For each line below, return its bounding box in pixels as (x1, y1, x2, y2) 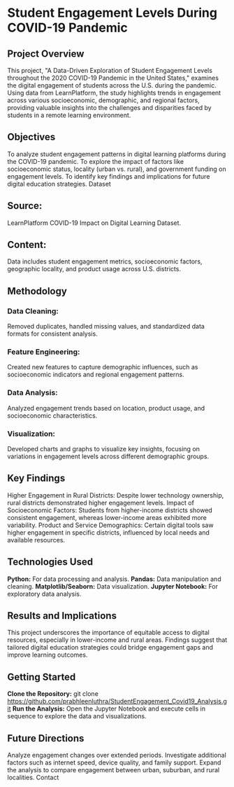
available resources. (7, 535, 65, 544)
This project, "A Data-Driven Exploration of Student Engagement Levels (7, 67, 213, 74)
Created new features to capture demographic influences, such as (7, 363, 198, 371)
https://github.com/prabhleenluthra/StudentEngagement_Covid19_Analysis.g (7, 697, 227, 706)
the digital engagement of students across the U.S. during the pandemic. (7, 81, 217, 89)
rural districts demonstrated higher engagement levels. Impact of (7, 498, 194, 507)
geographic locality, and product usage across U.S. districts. (7, 265, 182, 273)
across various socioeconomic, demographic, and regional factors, (7, 96, 200, 104)
